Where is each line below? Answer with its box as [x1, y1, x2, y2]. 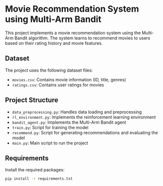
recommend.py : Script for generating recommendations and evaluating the [12, 130, 158, 135]
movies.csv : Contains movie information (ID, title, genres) [12, 76, 127, 82]
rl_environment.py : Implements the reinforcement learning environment [12, 114, 156, 120]
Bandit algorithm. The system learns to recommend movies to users [14, 35, 150, 41]
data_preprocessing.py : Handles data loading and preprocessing [12, 109, 142, 115]
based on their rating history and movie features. [5, 40, 103, 46]
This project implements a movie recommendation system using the [5, 30, 141, 36]
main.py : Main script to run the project [12, 140, 89, 146]
